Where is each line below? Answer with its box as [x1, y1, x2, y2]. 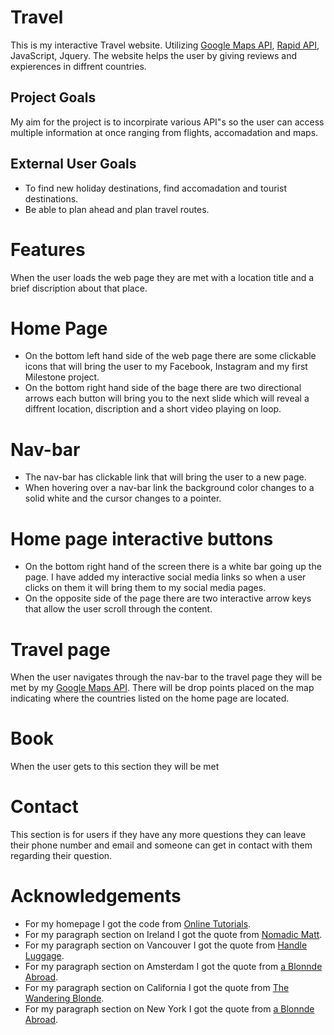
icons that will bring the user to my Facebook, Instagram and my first [24, 361, 308, 373]
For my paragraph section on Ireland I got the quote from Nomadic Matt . [24, 929, 323, 941]
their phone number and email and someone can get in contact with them [10, 839, 313, 851]
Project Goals [10, 89, 97, 106]
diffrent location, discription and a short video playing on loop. [24, 403, 282, 415]
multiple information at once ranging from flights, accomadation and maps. [10, 126, 319, 138]
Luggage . [24, 950, 65, 962]
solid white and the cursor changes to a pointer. [24, 492, 222, 505]
